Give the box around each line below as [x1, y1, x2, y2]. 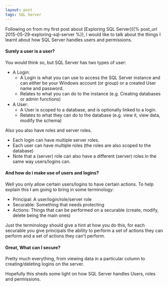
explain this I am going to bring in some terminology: [5, 186, 114, 192]
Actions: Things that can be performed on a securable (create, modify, [12, 207, 159, 213]
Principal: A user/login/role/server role [12, 196, 92, 202]
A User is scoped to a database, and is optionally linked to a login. [20, 106, 157, 112]
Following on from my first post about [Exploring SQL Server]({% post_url [5, 26, 157, 32]
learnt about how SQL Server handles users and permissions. [5, 36, 132, 43]
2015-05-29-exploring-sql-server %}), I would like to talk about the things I [5, 31, 161, 37]
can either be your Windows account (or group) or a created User [20, 80, 156, 86]
